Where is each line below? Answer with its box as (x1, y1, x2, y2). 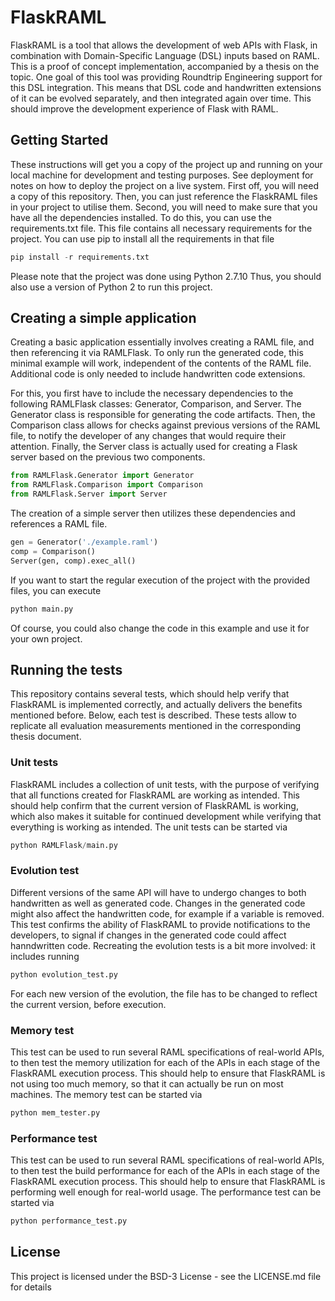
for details (10, 1281, 52, 1293)
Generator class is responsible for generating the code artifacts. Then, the (10, 409, 316, 421)
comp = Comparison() (10, 546, 97, 556)
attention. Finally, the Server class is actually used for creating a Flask (10, 441, 298, 453)
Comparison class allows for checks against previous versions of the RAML (10, 419, 321, 431)
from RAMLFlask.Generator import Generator (10, 471, 195, 481)
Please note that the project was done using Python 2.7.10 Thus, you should (10, 270, 322, 282)
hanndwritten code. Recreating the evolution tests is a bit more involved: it (10, 939, 316, 951)
